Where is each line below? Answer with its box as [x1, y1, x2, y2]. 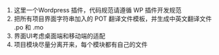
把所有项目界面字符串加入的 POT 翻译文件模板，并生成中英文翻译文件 [13, 14, 212, 23]
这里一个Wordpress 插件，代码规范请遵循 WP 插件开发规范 [13, 6, 182, 14]
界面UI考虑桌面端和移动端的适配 [13, 32, 105, 40]
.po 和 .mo [13, 23, 44, 31]
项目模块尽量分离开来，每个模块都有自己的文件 [13, 41, 148, 48]
